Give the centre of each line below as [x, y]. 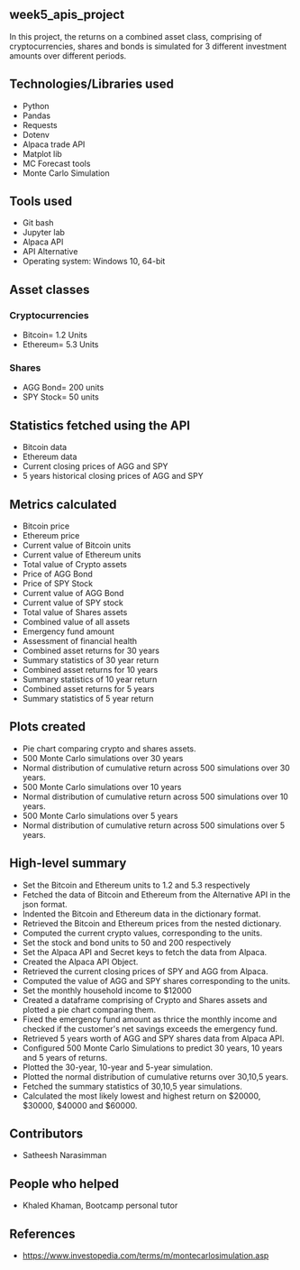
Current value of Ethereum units [82, 555]
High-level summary [68, 864]
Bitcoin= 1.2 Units [55, 335]
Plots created [47, 727]
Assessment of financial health [80, 641]
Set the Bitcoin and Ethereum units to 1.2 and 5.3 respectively [136, 885]
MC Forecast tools [56, 163]
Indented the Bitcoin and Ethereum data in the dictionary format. [141, 914]
